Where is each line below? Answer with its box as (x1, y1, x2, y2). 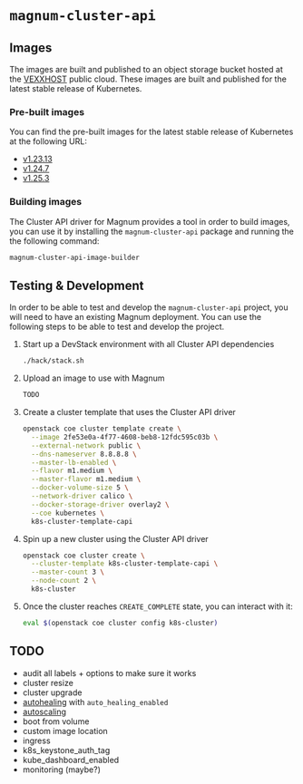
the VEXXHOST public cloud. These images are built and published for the (9, 73, 288, 84)
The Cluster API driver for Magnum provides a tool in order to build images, (9, 216, 290, 227)
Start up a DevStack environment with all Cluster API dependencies (22, 339, 275, 350)
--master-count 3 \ (31, 567, 105, 577)
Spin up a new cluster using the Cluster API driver (22, 533, 209, 544)
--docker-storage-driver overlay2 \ (31, 499, 170, 509)
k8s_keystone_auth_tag (22, 744, 111, 755)
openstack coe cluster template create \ (22, 424, 182, 433)
